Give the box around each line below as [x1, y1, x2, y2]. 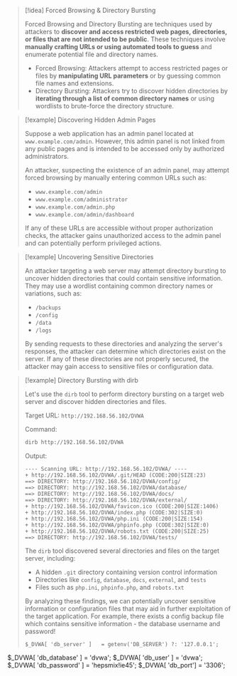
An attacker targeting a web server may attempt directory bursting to [24, 266, 226, 275]
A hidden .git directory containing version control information [35, 568, 218, 576]
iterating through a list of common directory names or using [35, 94, 215, 103]
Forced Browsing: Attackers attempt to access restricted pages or [35, 64, 228, 72]
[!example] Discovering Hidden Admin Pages [24, 115, 156, 124]
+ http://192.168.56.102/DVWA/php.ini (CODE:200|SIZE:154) [24, 515, 204, 522]
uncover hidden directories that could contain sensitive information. [24, 274, 223, 282]
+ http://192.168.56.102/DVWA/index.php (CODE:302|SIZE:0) [24, 509, 204, 516]
